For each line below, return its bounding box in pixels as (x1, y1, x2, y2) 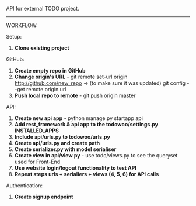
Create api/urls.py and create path (14, 140, 100, 146)
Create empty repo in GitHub (14, 67, 86, 74)
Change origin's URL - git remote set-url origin (14, 73, 128, 80)
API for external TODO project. (6, 5, 80, 12)
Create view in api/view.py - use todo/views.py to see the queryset (14, 152, 178, 159)
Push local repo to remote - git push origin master (14, 92, 136, 99)
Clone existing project (14, 44, 69, 51)
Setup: (6, 33, 22, 40)
